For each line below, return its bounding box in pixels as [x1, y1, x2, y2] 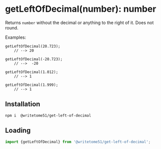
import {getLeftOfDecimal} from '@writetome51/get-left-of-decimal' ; [5, 139, 151, 144]
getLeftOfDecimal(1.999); [5, 82, 58, 87]
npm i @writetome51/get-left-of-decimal [5, 113, 92, 118]
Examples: [5, 34, 26, 40]
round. [5, 25, 19, 30]
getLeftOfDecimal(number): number [5, 3, 157, 15]
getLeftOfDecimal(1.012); [5, 70, 58, 74]
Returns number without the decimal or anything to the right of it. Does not [5, 20, 154, 25]
